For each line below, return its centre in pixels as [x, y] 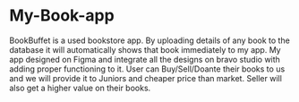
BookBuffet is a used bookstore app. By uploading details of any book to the [150, 40]
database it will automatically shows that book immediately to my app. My [145, 49]
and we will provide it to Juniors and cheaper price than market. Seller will [145, 78]
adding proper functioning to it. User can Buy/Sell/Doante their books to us [147, 69]
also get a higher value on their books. [80, 88]
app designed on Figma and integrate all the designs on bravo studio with [145, 59]
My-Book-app [62, 16]
